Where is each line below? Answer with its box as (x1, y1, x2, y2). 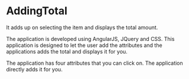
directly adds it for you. (6, 65, 63, 72)
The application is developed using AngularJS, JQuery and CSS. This (6, 35, 175, 42)
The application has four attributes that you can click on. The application (6, 59, 184, 67)
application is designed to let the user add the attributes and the (6, 42, 163, 49)
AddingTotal (6, 4, 68, 18)
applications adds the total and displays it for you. (6, 48, 128, 55)
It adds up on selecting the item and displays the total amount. (6, 24, 158, 31)
